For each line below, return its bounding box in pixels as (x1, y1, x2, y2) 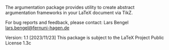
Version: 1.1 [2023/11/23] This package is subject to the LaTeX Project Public (5, 35, 164, 40)
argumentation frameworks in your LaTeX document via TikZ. (5, 10, 133, 16)
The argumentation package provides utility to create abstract (5, 5, 135, 10)
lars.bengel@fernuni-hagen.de (5, 25, 70, 31)
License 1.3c (5, 40, 31, 46)
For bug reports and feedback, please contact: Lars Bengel (5, 20, 129, 25)
